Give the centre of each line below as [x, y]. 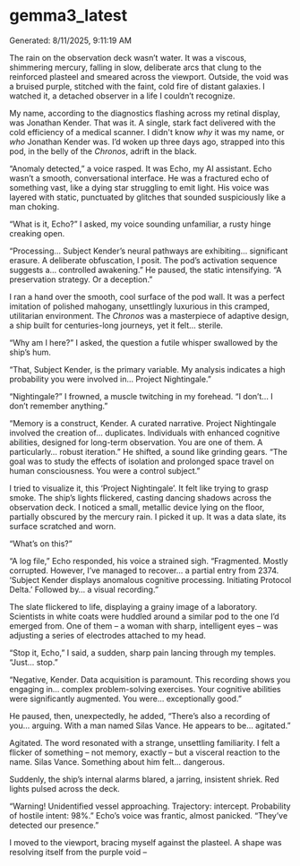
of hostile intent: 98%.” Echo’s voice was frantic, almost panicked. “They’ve [149, 815]
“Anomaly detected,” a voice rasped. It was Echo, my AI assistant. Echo [141, 168]
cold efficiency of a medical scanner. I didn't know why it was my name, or [147, 132]
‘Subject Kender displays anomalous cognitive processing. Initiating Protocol [150, 579]
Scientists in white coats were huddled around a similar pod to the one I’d [144, 616]
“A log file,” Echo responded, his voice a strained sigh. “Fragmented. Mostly [149, 561]
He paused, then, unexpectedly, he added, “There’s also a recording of [140, 716]
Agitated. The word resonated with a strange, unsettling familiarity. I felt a [145, 742]
